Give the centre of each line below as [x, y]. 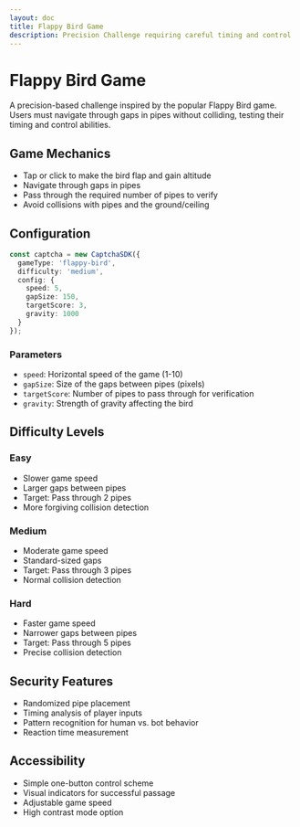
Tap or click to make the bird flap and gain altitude [117, 175]
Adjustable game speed [67, 802]
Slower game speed [60, 478]
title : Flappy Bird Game [57, 27]
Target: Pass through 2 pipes [77, 497]
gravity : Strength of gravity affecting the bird [108, 403]
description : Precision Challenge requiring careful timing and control [150, 35]
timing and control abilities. [60, 125]
